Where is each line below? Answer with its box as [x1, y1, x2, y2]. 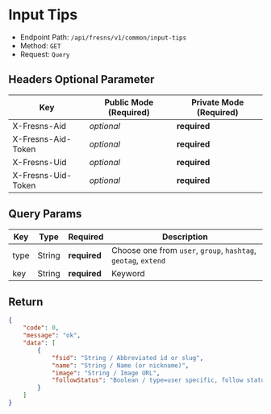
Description [162, 231, 208, 242]
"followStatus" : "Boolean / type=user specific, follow [51, 376, 244, 384]
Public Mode [104, 97, 154, 108]
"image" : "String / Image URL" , [51, 369, 161, 377]
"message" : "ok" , [23, 332, 81, 340]
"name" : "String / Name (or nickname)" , [51, 361, 190, 370]
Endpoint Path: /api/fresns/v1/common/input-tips [19, 32, 187, 42]
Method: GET [19, 40, 61, 50]
